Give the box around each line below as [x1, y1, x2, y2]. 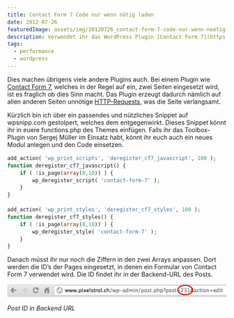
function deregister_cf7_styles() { [7, 213, 114, 221]
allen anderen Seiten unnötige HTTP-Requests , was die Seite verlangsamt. [7, 97, 221, 106]
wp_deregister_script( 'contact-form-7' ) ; [32, 177, 160, 184]
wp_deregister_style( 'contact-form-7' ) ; [32, 228, 157, 235]
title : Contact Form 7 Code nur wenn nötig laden [7, 11, 155, 18]
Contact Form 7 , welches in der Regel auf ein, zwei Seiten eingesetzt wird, [7, 82, 220, 90]
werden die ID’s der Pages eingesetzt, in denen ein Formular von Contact [7, 263, 217, 271]
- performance [13, 48, 54, 55]
